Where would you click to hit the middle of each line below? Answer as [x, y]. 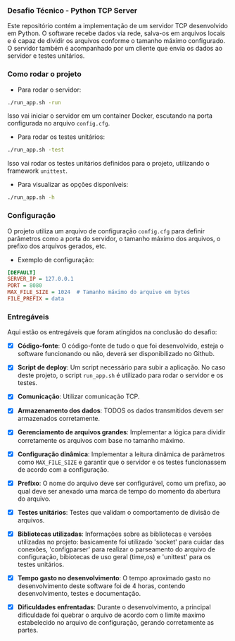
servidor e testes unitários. [46, 56]
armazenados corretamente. [59, 419]
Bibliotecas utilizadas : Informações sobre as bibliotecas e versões [115, 534]
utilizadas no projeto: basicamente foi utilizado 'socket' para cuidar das [121, 542]
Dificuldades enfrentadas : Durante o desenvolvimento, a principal [114, 607]
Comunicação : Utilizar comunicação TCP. [78, 396]
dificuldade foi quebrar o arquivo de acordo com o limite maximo [111, 615]
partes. [28, 630]
